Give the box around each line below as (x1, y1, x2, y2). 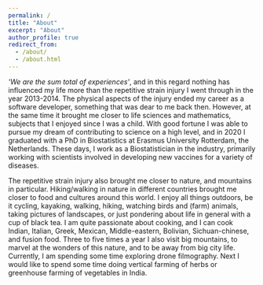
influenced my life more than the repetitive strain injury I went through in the (8, 85, 254, 94)
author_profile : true (8, 33, 79, 42)
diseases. (8, 161, 39, 170)
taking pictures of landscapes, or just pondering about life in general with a (8, 209, 251, 219)
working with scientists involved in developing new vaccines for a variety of (8, 152, 253, 161)
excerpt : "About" (8, 26, 65, 34)
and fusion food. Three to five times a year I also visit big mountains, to (8, 234, 238, 244)
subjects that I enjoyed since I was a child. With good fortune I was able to (8, 119, 249, 128)
